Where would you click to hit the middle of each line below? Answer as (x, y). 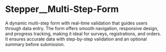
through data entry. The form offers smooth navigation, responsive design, (82, 28)
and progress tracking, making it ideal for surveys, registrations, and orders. (83, 33)
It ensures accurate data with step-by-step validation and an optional (76, 39)
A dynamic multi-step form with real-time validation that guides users (77, 23)
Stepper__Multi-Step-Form (62, 9)
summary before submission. (35, 44)
